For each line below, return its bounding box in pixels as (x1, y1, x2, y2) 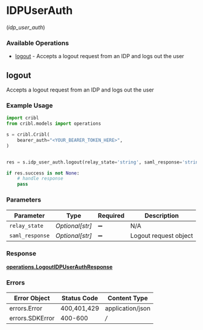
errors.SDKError (9, 314, 55, 323)
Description (144, 211, 179, 220)
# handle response (17, 176, 63, 182)
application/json (105, 304, 151, 312)
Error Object (14, 294, 50, 303)
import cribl (6, 115, 39, 121)
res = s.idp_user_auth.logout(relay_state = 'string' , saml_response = (6, 159, 182, 165)
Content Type (108, 294, 148, 303)
